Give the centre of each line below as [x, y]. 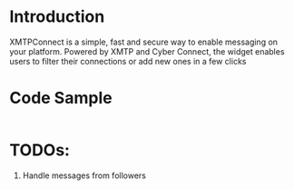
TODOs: [40, 150]
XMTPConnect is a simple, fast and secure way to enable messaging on [144, 42]
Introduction [57, 17]
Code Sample [61, 98]
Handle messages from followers [84, 175]
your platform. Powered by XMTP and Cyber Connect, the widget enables [147, 51]
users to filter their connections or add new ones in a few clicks [128, 61]
